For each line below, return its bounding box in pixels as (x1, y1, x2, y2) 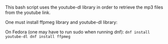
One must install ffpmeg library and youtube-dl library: (5, 19, 118, 25)
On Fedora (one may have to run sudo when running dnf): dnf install (5, 29, 150, 34)
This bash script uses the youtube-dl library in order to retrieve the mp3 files (5, 4, 163, 10)
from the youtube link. (5, 9, 51, 15)
